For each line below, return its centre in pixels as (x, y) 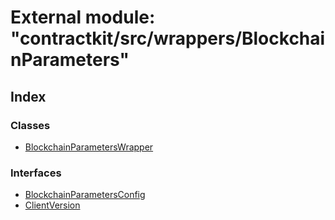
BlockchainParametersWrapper (89, 147)
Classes (30, 125)
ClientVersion (52, 205)
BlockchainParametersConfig (85, 195)
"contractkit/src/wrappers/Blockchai (168, 38)
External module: (83, 17)
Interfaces (36, 173)
